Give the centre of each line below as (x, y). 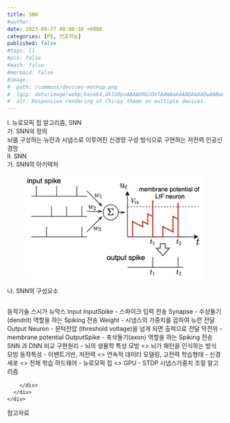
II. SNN (17, 156)
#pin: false (24, 58)
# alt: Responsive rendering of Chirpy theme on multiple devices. (107, 102)
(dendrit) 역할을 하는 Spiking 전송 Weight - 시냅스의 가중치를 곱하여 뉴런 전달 (111, 320)
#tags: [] (21, 51)
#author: (20, 22)
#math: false (26, 65)
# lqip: (20, 94)
